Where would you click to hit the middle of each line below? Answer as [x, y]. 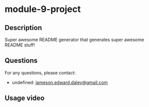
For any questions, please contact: [40, 72]
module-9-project [43, 9]
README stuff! [20, 45]
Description [23, 28]
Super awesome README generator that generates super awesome [74, 39]
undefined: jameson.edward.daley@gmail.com [60, 82]
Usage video [24, 98]
